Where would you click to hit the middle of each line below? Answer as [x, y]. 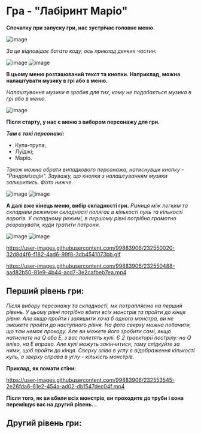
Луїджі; [24, 151]
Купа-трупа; [31, 145]
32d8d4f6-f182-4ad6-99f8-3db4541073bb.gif [63, 254]
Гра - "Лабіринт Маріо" [67, 11]
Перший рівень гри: [45, 291]
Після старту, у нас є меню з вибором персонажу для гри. [83, 122]
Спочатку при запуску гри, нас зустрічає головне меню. [81, 28]
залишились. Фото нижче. [40, 182]
